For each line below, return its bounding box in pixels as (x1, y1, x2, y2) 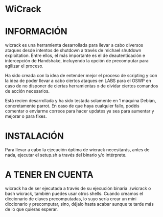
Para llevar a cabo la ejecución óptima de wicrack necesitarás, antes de (5, 147, 150, 153)
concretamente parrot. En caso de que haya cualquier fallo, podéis (5, 103, 140, 109)
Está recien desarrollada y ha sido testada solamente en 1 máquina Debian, (5, 98, 156, 104)
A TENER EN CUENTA (5, 169, 94, 180)
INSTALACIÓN (5, 131, 64, 142)
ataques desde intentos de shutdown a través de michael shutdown (5, 48, 141, 54)
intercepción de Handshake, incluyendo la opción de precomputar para (5, 58, 149, 64)
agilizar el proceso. (5, 63, 44, 69)
